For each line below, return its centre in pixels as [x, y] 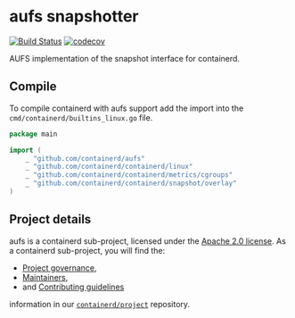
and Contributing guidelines [73, 287]
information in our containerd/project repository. [99, 304]
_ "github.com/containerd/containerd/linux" [109, 167]
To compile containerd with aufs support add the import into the [127, 108]
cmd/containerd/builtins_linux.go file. [81, 117]
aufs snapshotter [74, 17]
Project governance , [59, 268]
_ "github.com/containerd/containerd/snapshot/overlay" [131, 184]
